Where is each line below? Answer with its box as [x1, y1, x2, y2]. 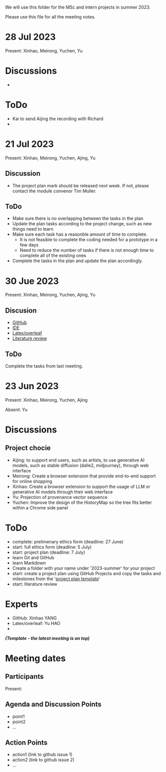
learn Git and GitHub [12, 554, 55, 560]
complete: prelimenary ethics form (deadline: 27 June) [12, 538, 124, 545]
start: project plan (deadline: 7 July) [12, 549, 85, 555]
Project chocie [5, 444, 51, 453]
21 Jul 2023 [5, 139, 54, 150]
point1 [12, 713, 25, 719]
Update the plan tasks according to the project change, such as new [12, 221, 152, 227]
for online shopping [12, 478, 53, 484]
